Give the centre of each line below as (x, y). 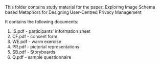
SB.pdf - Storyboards (34, 52)
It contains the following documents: (42, 22)
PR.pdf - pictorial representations (46, 47)
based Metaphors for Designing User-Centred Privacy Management (73, 12)
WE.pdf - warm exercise (37, 42)
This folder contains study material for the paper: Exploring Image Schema (80, 7)
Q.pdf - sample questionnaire (42, 57)
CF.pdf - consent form (35, 36)
